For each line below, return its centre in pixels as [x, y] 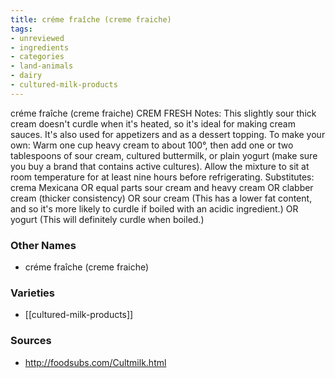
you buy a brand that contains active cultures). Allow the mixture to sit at [160, 166]
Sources [31, 341]
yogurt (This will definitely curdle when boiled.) [107, 219]
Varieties [32, 293]
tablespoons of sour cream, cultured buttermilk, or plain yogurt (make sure [164, 155]
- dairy [26, 76]
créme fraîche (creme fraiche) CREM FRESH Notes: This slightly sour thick [163, 113]
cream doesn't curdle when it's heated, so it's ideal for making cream [153, 123]
